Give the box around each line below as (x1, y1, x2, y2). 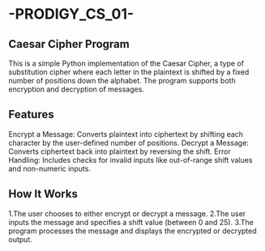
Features (8, 108, 54, 121)
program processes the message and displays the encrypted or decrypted (8, 226, 257, 236)
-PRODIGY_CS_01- (8, 5, 135, 23)
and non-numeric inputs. (8, 164, 92, 173)
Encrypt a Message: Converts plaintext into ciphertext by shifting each (8, 129, 244, 138)
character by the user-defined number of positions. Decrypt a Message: (8, 138, 250, 147)
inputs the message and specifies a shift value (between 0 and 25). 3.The (8, 217, 254, 227)
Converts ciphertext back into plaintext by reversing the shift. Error (8, 147, 231, 156)
